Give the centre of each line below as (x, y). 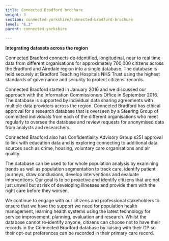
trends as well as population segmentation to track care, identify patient (81, 169)
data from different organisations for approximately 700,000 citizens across (84, 63)
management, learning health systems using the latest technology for (78, 211)
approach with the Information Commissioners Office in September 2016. (82, 95)
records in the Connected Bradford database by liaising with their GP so (81, 228)
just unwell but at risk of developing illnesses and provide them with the (80, 185)
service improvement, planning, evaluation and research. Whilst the (76, 217)
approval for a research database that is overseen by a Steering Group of (82, 111)
